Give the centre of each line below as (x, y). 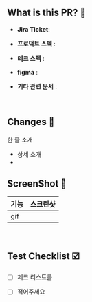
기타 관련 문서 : (37, 86)
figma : (27, 72)
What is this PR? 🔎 (47, 13)
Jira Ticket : (33, 29)
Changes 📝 (31, 122)
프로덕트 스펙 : (36, 44)
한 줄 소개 (20, 140)
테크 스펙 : (31, 58)
